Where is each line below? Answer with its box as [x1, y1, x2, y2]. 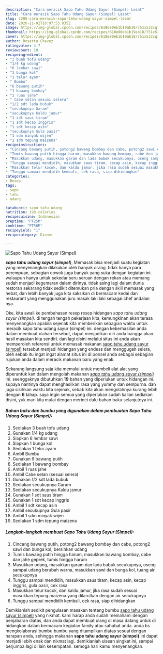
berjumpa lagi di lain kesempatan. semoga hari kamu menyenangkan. [5, 643, 144, 649]
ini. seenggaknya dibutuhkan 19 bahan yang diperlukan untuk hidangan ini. [5, 376, 155, 382]
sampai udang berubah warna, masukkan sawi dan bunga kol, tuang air [12, 567, 155, 573]
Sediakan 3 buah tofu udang [12, 425, 69, 431]
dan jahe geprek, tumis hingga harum [12, 556, 87, 563]
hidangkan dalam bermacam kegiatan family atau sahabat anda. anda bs [5, 623, 150, 629]
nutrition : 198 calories [5, 210, 56, 215]
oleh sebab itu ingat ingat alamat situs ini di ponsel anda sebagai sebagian [5, 351, 154, 357]
